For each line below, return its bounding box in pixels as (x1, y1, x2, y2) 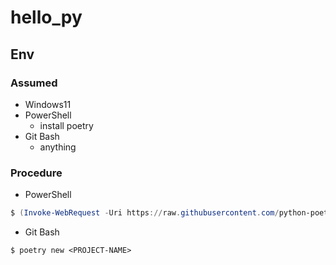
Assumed (10, 76, 58, 90)
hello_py (10, 6, 83, 29)
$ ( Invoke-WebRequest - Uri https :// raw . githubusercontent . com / (10, 208, 280, 218)
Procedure (10, 166, 63, 180)
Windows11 (24, 98, 72, 110)
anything (39, 141, 77, 153)
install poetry (39, 119, 94, 131)
